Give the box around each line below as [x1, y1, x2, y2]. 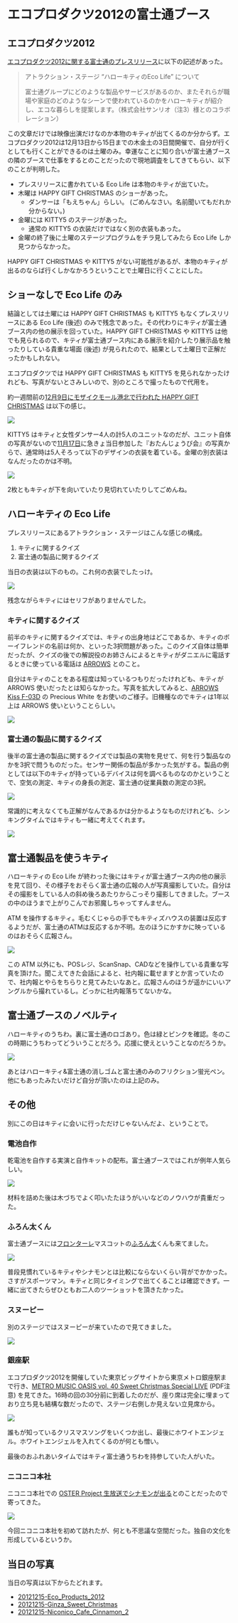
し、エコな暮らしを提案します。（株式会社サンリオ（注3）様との [24, 105, 212, 114]
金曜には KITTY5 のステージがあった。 [17, 215, 131, 224]
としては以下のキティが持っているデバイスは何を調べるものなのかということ [7, 770, 231, 778]
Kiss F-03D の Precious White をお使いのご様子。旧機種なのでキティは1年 [7, 692, 223, 701]
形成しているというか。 [7, 1536, 76, 1544]
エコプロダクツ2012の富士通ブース [7, 6, 211, 23]
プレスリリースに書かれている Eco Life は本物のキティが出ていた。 [17, 180, 212, 188]
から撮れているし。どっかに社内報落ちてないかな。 [26, 986, 175, 996]
